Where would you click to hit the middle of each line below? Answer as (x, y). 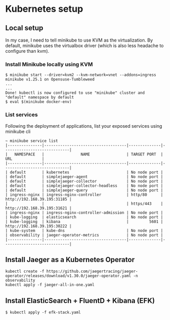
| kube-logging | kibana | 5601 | (84, 222)
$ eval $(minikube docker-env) (39, 102)
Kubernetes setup (44, 9)
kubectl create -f (25, 272)
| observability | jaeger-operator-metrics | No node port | (84, 235)
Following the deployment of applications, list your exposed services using (84, 126)
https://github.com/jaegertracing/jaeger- (92, 272)
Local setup (24, 28)
